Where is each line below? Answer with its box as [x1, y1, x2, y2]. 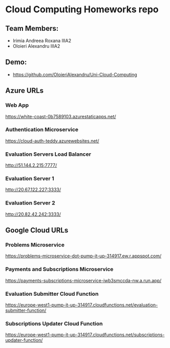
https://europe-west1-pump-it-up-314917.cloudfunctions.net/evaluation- [5, 301, 158, 308]
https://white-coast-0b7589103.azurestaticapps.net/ [5, 113, 116, 119]
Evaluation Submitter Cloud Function [5, 290, 99, 297]
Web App [5, 101, 29, 109]
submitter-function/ [5, 307, 47, 313]
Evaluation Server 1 [5, 175, 54, 182]
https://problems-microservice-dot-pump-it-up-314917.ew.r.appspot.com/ [5, 253, 162, 259]
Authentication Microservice [5, 126, 78, 133]
